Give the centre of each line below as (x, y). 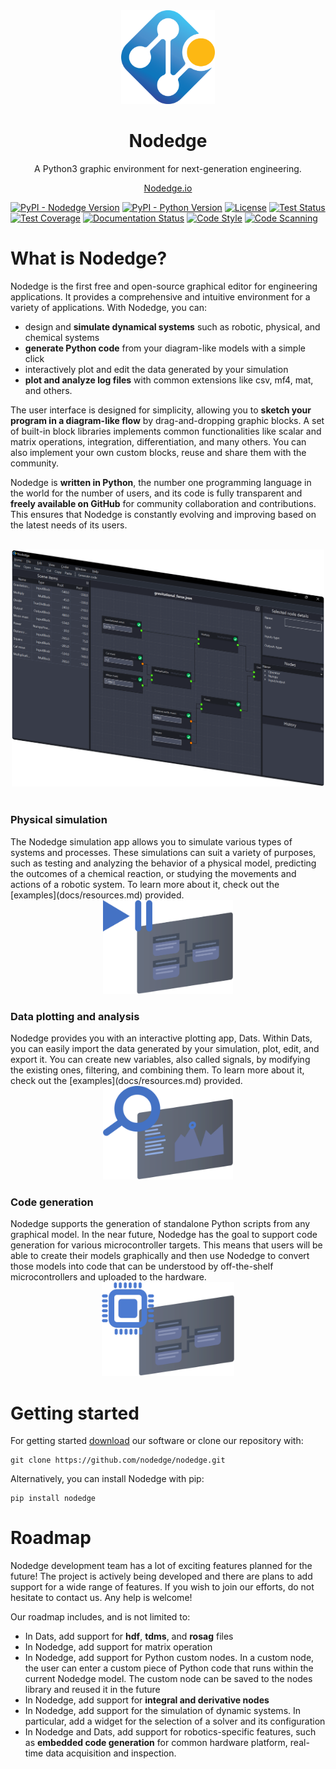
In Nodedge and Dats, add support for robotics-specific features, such (170, 1732)
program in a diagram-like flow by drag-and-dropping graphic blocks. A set (167, 421)
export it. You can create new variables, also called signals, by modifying (160, 1060)
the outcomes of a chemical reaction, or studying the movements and (153, 873)
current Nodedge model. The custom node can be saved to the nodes (168, 1679)
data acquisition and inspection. (111, 1753)
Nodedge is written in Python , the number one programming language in (161, 483)
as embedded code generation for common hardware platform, (156, 1743)
